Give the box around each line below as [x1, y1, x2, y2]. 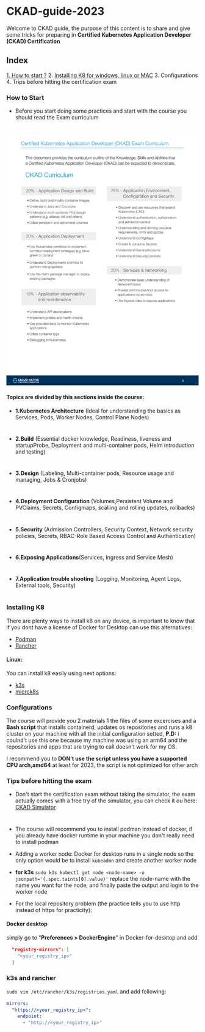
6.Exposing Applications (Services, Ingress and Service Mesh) [15, 553, 174, 561]
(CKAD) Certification [6, 37, 60, 45]
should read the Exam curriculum [15, 114, 99, 121]
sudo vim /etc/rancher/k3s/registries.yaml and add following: [6, 987, 167, 995]
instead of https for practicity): [15, 906, 93, 913]
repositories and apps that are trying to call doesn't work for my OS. [6, 743, 178, 750]
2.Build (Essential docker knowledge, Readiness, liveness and [15, 435, 172, 443]
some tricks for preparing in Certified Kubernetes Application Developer [6, 31, 192, 38]
